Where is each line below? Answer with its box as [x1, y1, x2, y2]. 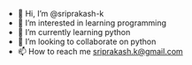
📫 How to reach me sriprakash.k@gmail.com [17, 47, 183, 56]
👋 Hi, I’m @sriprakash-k [17, 9, 104, 18]
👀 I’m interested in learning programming [17, 18, 166, 28]
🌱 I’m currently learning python [17, 27, 131, 37]
